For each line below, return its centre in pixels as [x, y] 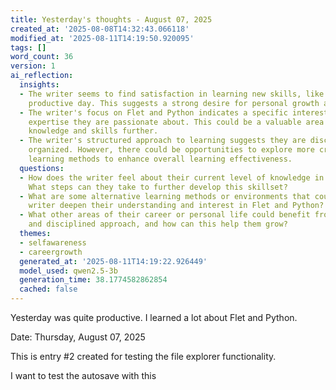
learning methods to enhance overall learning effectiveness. [160, 159]
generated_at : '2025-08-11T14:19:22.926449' [113, 261]
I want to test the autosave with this [83, 375]
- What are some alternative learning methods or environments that [165, 196]
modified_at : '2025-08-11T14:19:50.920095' [102, 38]
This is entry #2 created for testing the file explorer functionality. [143, 356]
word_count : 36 [42, 57]
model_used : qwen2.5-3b [68, 271]
